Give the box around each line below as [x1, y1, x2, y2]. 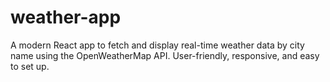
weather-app [10, 6, 122, 29]
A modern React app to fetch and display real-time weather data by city [10, 39, 305, 51]
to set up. [10, 60, 50, 72]
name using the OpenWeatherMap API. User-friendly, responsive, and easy [10, 49, 320, 61]
